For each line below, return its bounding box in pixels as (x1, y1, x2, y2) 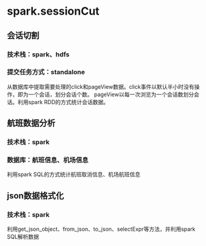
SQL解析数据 (7, 233, 39, 240)
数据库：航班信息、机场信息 (7, 156, 89, 165)
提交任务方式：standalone (7, 68, 85, 76)
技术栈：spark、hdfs (7, 50, 70, 59)
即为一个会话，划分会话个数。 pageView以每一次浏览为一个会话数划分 (17, 91, 194, 98)
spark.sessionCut (7, 4, 100, 18)
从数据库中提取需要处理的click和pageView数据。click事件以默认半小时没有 (7, 83, 194, 90)
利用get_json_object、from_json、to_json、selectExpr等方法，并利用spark (7, 225, 196, 233)
